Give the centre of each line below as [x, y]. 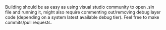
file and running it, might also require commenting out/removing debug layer [83, 12]
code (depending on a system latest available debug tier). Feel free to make [82, 17]
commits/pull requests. [28, 22]
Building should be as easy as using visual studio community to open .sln [80, 7]
